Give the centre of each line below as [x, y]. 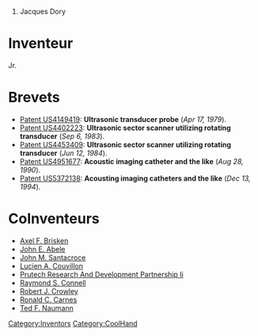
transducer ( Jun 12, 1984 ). [63, 153]
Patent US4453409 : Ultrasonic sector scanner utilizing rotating [125, 144]
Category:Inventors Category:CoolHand [73, 323]
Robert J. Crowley [49, 291]
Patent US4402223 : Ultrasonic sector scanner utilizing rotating [125, 128]
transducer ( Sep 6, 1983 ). [62, 136]
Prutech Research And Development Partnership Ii [101, 274]
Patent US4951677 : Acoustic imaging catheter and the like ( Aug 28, [131, 161]
